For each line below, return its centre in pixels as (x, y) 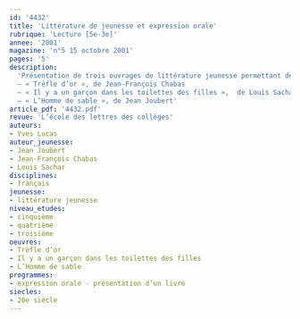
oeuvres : (25, 242)
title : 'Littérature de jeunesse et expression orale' (113, 26)
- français (29, 184)
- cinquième (31, 217)
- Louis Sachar (37, 167)
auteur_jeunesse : (42, 142)
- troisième (31, 233)
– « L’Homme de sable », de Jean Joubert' (97, 101)
